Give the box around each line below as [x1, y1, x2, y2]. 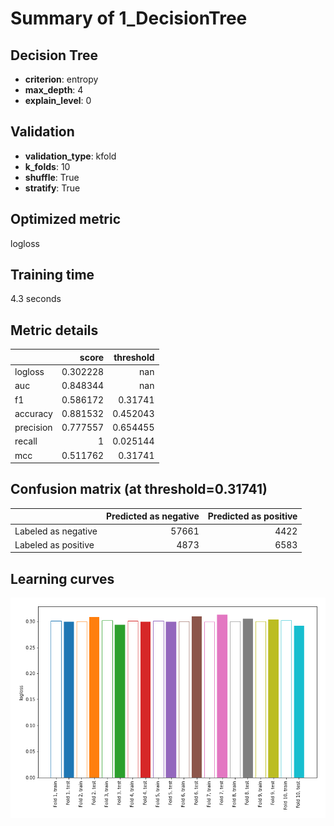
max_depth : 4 [24, 84, 84, 96]
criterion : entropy [24, 73, 99, 85]
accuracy [14, 407, 53, 419]
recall [14, 435, 38, 447]
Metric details [10, 322, 99, 339]
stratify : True [24, 182, 81, 194]
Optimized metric [10, 211, 122, 228]
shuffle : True [24, 171, 80, 183]
